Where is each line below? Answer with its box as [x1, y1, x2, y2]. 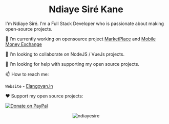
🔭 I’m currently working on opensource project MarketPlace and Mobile [5, 36, 156, 42]
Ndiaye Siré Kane [48, 4, 124, 15]
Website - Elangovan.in [5, 83, 53, 89]
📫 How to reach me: [5, 71, 49, 77]
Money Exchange [5, 41, 42, 47]
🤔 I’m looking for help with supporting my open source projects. [5, 61, 140, 67]
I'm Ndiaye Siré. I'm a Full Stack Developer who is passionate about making [5, 20, 164, 27]
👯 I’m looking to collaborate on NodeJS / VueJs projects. [5, 51, 124, 57]
